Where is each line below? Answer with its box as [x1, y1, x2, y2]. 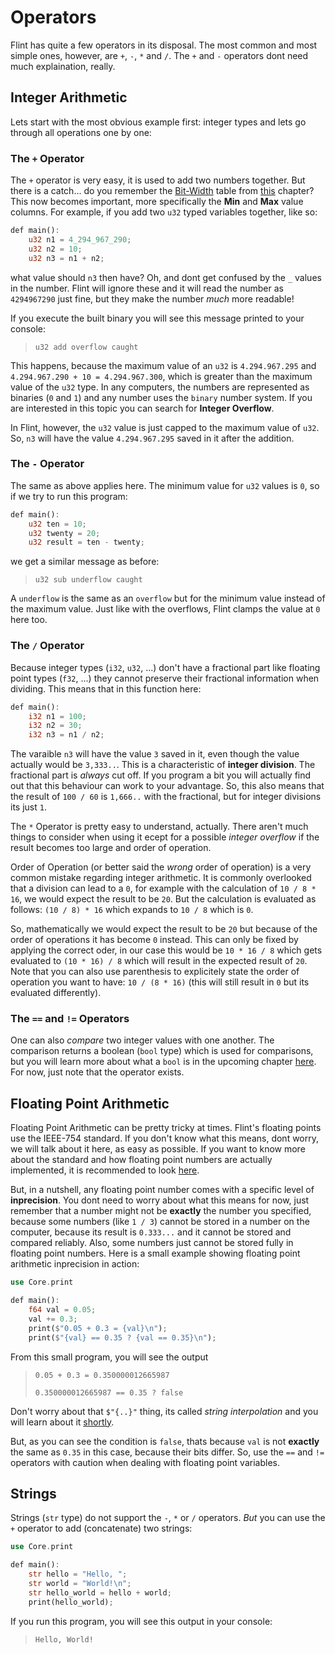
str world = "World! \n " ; [28, 1578, 132, 1588]
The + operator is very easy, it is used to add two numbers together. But [10, 174, 306, 186]
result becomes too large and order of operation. [10, 842, 212, 854]
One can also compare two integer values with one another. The [10, 1034, 275, 1046]
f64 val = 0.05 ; [28, 1305, 97, 1315]
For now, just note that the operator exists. [10, 1066, 185, 1078]
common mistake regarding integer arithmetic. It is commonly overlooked [10, 872, 312, 884]
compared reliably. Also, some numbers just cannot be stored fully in [10, 1237, 294, 1249]
